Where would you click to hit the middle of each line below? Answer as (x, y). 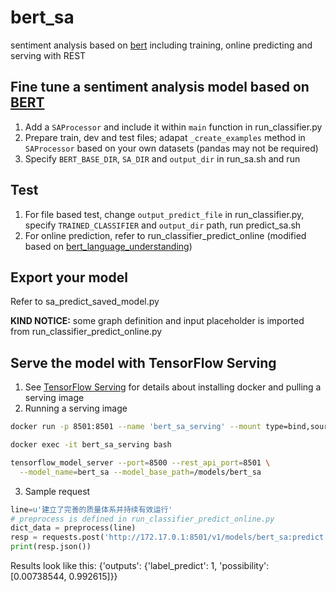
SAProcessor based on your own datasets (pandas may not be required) (171, 148)
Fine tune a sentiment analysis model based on (160, 87)
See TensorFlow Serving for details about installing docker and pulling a (173, 387)
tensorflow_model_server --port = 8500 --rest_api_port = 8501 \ (140, 462)
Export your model (69, 277)
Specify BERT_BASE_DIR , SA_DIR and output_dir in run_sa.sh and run (162, 158)
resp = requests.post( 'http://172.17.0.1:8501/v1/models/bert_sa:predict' (169, 537)
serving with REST (48, 55)
